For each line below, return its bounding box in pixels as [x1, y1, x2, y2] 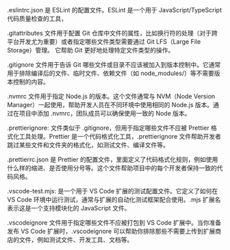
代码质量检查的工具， [7, 14, 67, 23]
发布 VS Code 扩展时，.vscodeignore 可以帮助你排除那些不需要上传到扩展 [7, 227, 216, 235]
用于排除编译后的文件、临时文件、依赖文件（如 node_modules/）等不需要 [7, 69, 214, 77]
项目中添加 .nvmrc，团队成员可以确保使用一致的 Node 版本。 [18, 109, 191, 117]
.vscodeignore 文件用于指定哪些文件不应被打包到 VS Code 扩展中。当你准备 [7, 219, 222, 227]
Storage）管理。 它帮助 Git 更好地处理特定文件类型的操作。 [7, 46, 175, 54]
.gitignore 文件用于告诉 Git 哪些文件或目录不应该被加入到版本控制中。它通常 [7, 61, 221, 68]
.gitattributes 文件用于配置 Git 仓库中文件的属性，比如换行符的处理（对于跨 [7, 29, 218, 37]
